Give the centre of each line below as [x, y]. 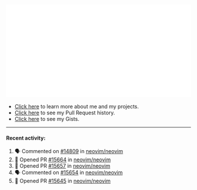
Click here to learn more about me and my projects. [77, 106]
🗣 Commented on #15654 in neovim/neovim [69, 172]
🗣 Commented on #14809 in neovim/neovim [69, 151]
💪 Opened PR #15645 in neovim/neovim [62, 181]
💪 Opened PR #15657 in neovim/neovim [62, 166]
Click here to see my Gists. [47, 119]
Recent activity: [26, 138]
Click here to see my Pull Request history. [65, 113]
